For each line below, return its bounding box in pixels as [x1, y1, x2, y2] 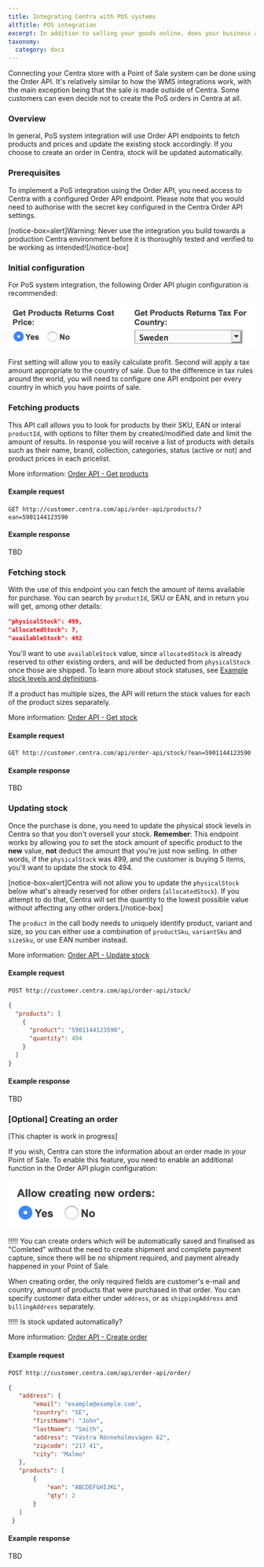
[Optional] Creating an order [8, 1113, 119, 1124]
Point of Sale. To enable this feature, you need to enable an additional [8, 1155, 233, 1165]
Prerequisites [8, 168, 60, 179]
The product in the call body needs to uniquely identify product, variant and [8, 918, 253, 928]
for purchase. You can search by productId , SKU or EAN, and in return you [8, 593, 249, 602]
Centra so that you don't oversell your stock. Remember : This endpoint [8, 829, 239, 839]
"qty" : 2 [46, 1491, 76, 1499]
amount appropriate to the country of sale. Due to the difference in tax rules [8, 366, 254, 376]
